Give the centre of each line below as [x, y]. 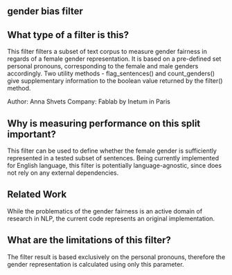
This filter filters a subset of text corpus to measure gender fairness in [107, 52]
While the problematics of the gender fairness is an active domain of [105, 211]
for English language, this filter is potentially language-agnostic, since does [115, 166]
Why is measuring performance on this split [104, 123]
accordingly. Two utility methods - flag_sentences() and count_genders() [111, 74]
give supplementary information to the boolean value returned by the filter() [115, 81]
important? [32, 134]
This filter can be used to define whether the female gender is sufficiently [112, 151]
